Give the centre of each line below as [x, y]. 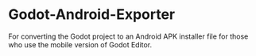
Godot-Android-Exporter [92, 15]
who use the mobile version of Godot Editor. [80, 44]
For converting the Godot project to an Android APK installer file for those [128, 36]
